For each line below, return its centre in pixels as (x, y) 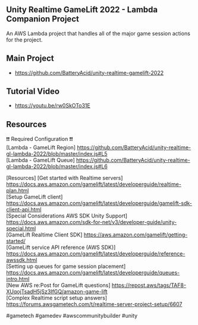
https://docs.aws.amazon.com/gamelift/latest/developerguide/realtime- (94, 184)
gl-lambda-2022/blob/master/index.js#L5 (57, 154)
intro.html (18, 279)
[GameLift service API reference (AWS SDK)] (61, 247)
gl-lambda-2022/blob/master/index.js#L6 (57, 166)
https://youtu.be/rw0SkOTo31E (52, 106)
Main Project (30, 59)
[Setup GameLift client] (34, 197)
